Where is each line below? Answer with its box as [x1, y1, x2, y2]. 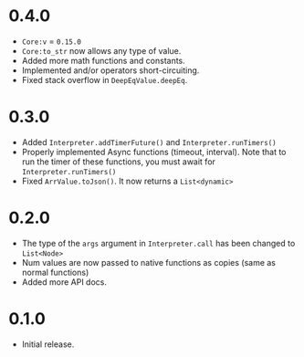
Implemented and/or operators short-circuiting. [21, 65, 200, 76]
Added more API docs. [21, 276, 107, 288]
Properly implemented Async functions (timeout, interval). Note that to [21, 146, 287, 157]
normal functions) [21, 267, 89, 278]
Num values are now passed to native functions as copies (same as [21, 257, 276, 268]
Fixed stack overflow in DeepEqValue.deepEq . [21, 74, 188, 85]
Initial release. [21, 339, 75, 350]
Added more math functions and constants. [21, 55, 186, 66]
